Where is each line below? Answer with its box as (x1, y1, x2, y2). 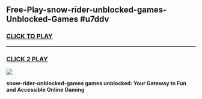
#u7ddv (80, 14, 109, 25)
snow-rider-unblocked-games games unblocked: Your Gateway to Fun (6, 79, 186, 86)
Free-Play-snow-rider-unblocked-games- (6, 5, 167, 15)
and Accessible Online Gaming (6, 86, 85, 93)
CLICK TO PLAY (6, 32, 53, 41)
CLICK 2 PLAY (6, 55, 48, 63)
